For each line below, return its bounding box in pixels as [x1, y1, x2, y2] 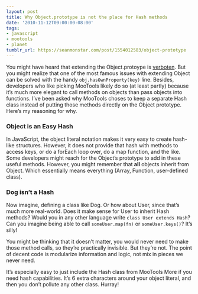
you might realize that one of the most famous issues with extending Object [6, 69, 190, 77]
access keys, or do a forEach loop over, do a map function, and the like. [6, 148, 181, 156]
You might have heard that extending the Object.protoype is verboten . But [6, 63, 186, 70]
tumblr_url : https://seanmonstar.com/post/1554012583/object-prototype [6, 47, 186, 53]
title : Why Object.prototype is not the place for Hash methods [6, 14, 168, 20]
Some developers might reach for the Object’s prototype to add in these [6, 154, 181, 161]
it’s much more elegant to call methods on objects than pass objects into [6, 88, 183, 95]
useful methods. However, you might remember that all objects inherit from [6, 161, 189, 168]
